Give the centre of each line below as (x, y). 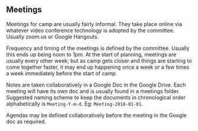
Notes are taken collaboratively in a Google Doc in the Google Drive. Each (96, 85)
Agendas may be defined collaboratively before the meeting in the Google (96, 115)
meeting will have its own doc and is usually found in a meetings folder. (93, 91)
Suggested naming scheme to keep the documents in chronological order (96, 97)
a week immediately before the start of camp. (62, 73)
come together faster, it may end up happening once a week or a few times (98, 67)
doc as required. (26, 122)
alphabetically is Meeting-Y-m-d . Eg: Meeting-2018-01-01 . (75, 104)
